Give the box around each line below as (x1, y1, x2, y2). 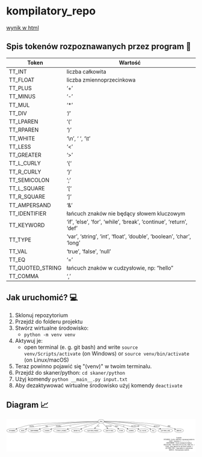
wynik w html (6, 24, 39, 31)
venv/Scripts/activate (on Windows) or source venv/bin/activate (23, 350, 189, 357)
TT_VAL (8, 247, 28, 255)
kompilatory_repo (6, 4, 96, 18)
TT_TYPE (8, 236, 32, 243)
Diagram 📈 (6, 399, 49, 410)
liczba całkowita (66, 68, 106, 75)
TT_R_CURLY (8, 168, 41, 175)
